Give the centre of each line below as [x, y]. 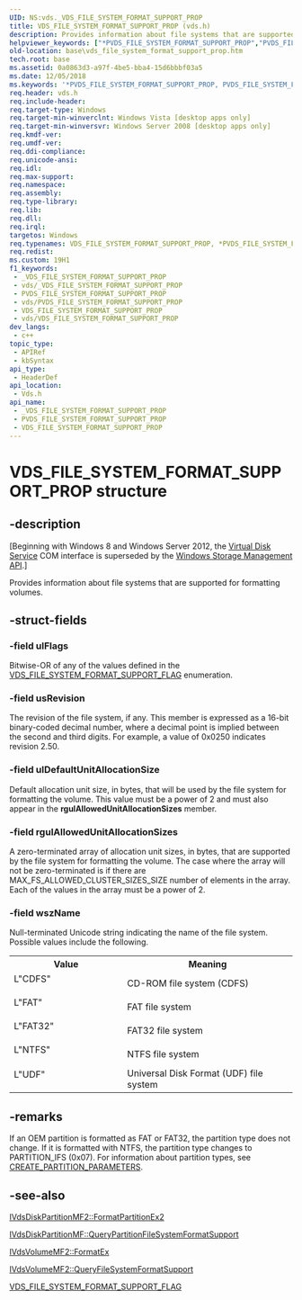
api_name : [28, 403]
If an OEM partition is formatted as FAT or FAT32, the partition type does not [150, 1138]
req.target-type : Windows [58, 110]
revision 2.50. [35, 747]
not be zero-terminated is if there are [78, 871]
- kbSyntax [33, 361]
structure [132, 491]
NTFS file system [163, 1054]
